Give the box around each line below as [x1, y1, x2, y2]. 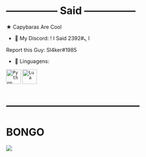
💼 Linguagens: [14, 57, 50, 65]
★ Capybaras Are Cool [6, 23, 62, 30]
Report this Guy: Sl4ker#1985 [6, 46, 77, 53]
